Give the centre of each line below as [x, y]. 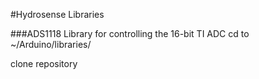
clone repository [44, 63]
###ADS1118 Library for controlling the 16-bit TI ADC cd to [130, 33]
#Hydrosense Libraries [57, 14]
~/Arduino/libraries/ [51, 44]
